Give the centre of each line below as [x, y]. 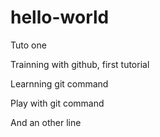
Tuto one [28, 45]
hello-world [60, 17]
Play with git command [57, 103]
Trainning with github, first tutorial [80, 64]
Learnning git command [59, 83]
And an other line [46, 122]
